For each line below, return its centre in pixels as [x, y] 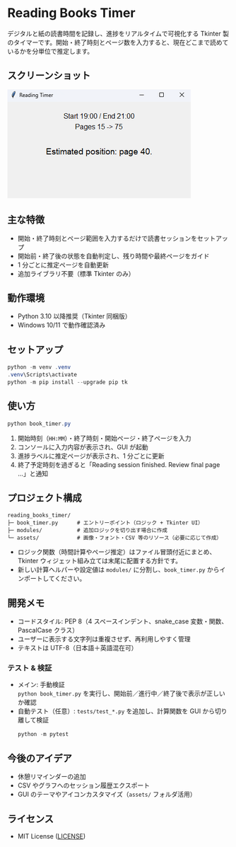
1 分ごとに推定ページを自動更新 [63, 265]
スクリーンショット [49, 76]
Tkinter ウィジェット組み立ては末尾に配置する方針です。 [100, 561]
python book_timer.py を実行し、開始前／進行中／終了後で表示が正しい [121, 693]
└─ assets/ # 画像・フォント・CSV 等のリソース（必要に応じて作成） [115, 538]
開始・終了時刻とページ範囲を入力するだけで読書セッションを [107, 238]
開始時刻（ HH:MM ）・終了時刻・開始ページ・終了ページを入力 [105, 438]
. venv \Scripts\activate [42, 375]
